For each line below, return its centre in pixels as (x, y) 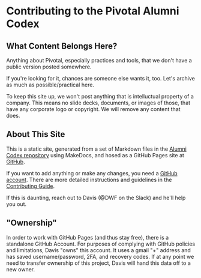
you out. (16, 204)
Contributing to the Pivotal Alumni (93, 11)
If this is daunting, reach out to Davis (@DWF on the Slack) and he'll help (96, 198)
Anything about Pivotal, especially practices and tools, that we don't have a (99, 60)
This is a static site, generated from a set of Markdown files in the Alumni (97, 149)
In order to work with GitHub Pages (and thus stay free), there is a (88, 237)
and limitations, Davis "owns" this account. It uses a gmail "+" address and (98, 250)
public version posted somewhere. (49, 67)
